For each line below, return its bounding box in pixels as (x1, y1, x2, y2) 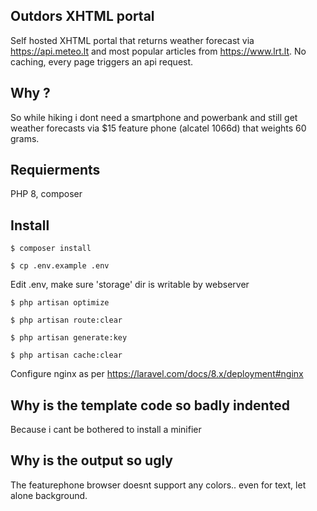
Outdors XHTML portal (10, 8, 155, 25)
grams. (10, 132, 40, 144)
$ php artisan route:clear (10, 315, 123, 326)
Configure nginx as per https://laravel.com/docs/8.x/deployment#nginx (10, 368, 304, 380)
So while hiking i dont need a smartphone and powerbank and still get (10, 111, 298, 123)
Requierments (10, 162, 101, 179)
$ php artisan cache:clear (10, 350, 123, 361)
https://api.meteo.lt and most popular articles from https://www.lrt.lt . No (10, 45, 307, 57)
